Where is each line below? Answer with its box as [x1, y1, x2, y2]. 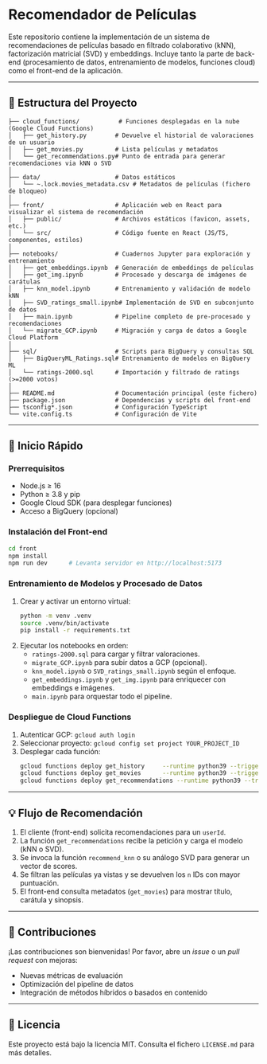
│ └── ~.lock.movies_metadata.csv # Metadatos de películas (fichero [8, 180, 250, 188]
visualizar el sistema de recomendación [8, 208, 145, 216]
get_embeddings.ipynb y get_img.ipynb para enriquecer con [31, 675, 226, 684]
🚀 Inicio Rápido [8, 440, 83, 453]
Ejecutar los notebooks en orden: [19, 641, 129, 651]
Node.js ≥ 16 [19, 481, 61, 491]
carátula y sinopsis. [19, 895, 83, 905]
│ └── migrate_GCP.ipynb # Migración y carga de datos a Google [8, 327, 247, 334]
